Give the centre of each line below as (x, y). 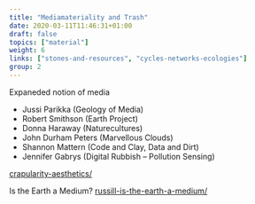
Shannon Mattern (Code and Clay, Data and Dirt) (110, 146)
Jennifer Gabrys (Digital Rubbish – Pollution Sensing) (118, 156)
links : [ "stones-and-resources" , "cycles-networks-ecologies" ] (128, 59)
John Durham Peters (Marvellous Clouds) (98, 137)
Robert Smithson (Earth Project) (80, 118)
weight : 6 (27, 51)
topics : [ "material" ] (49, 42)
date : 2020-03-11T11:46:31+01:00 (71, 26)
